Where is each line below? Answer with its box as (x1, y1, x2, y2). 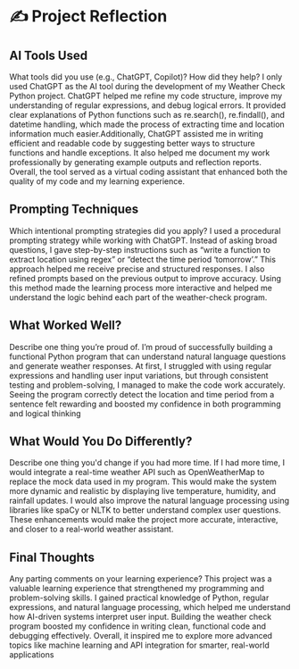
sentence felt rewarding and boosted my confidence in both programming (9, 398, 281, 409)
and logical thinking (9, 407, 82, 419)
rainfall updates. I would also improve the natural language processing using (9, 496, 290, 506)
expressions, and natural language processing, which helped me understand (9, 602, 291, 613)
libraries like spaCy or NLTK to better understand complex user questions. (9, 505, 281, 515)
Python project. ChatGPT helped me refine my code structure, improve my (9, 90, 283, 101)
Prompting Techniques (9, 202, 139, 217)
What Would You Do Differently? (9, 434, 193, 449)
